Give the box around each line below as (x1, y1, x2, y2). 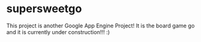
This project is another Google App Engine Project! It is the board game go (6, 22, 195, 29)
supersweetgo (6, 2, 82, 16)
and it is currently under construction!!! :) (6, 28, 110, 35)
